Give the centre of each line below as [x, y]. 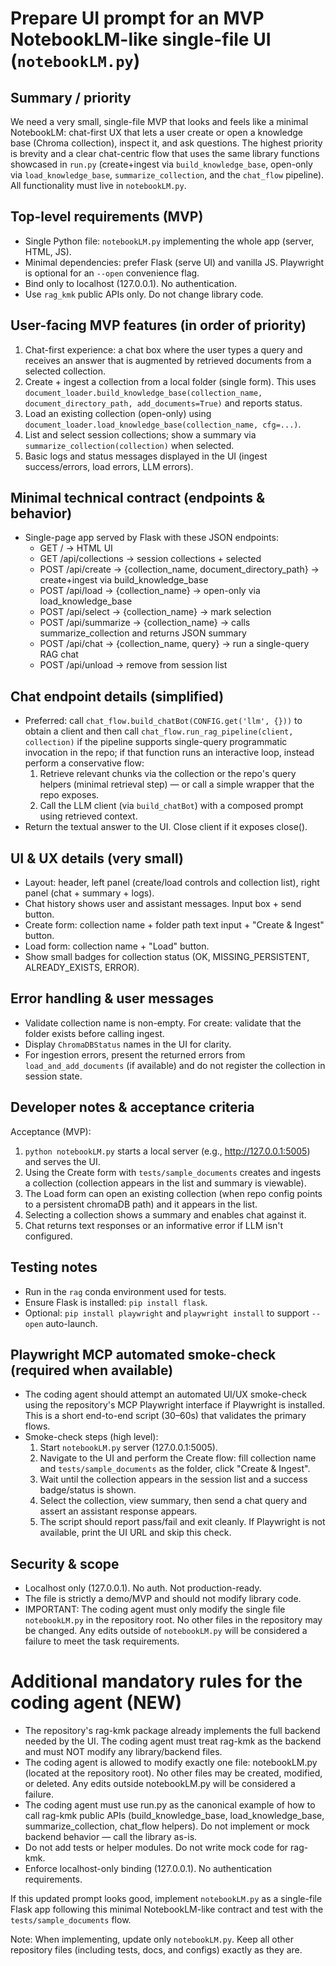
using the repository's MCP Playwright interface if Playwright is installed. [175, 1405]
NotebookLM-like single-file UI [141, 39]
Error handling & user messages [112, 998]
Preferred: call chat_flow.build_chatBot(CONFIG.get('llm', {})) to [163, 721]
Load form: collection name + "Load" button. [117, 946]
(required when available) [92, 1370]
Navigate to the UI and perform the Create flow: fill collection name [178, 1458]
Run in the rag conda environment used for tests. [125, 1291]
